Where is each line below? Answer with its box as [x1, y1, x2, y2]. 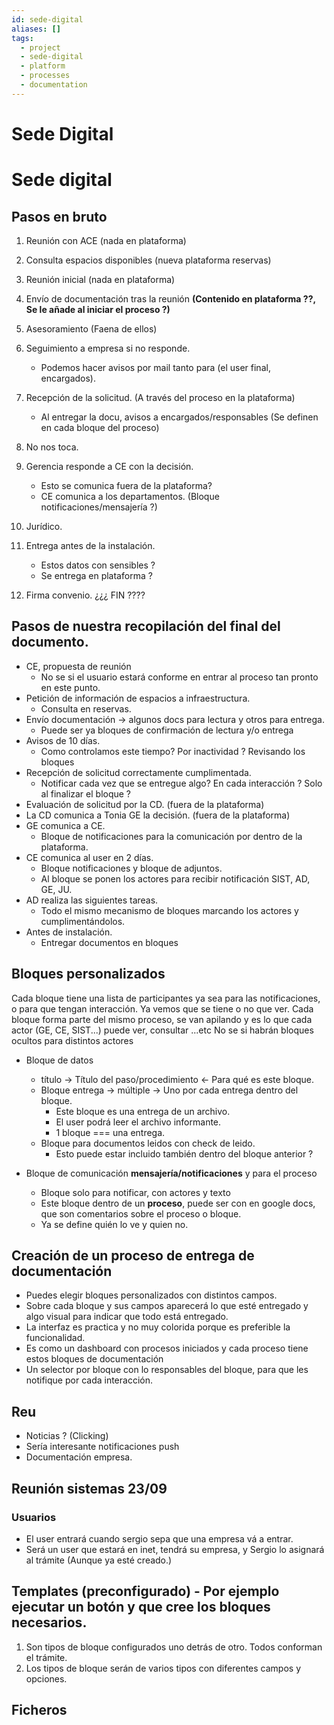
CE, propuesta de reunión [25, 660, 132, 672]
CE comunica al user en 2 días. [25, 851, 154, 863]
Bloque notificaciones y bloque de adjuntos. [40, 862, 223, 874]
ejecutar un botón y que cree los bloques [11, 1599, 271, 1616]
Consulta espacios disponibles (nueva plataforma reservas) [25, 254, 272, 266]
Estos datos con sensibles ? [40, 559, 156, 571]
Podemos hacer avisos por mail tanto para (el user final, [40, 361, 271, 373]
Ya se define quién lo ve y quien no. [40, 1218, 189, 1230]
